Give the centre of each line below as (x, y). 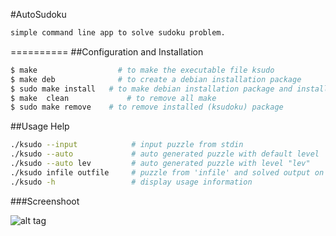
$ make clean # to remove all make (113, 98)
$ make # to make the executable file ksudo (142, 70)
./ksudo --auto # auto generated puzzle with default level (165, 154)
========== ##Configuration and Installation (107, 51)
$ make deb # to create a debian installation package (156, 79)
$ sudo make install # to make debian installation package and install (169, 89)
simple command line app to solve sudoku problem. (118, 33)
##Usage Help (40, 126)
